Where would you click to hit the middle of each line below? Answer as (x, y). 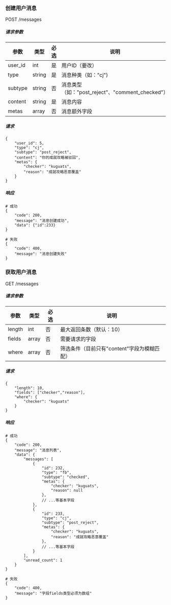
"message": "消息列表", (38, 450)
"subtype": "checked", (66, 477)
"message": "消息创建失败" (41, 254)
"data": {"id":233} (35, 225)
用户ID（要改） (79, 66)
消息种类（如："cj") (85, 75)
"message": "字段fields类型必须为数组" (53, 594)
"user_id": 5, (29, 143)
